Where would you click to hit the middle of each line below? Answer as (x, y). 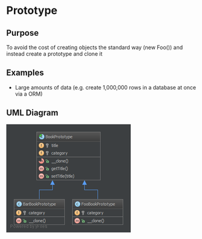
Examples (25, 73)
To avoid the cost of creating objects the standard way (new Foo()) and (95, 47)
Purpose (23, 33)
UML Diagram (32, 113)
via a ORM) (29, 94)
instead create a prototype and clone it (54, 54)
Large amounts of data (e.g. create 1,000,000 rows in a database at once (106, 87)
